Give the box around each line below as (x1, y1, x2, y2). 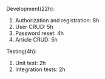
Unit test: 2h (15, 60, 46, 66)
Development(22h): (6, 5, 55, 12)
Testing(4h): (6, 48, 37, 55)
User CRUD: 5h (15, 24, 53, 30)
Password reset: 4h (15, 30, 64, 37)
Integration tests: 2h (15, 66, 66, 73)
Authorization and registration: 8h (15, 17, 100, 24)
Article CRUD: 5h (15, 36, 58, 43)
